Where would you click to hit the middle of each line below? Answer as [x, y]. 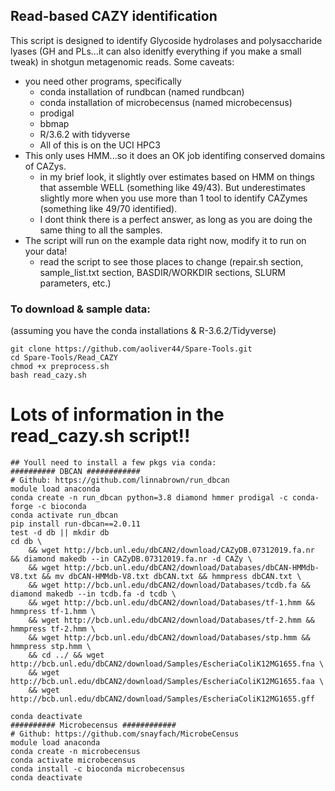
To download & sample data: [80, 309]
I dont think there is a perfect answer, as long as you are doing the [176, 219]
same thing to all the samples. [101, 230]
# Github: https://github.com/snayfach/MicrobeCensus [125, 734]
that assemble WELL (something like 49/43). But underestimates [173, 187]
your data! [46, 251]
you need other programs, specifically [103, 81]
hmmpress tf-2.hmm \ [53, 629]
